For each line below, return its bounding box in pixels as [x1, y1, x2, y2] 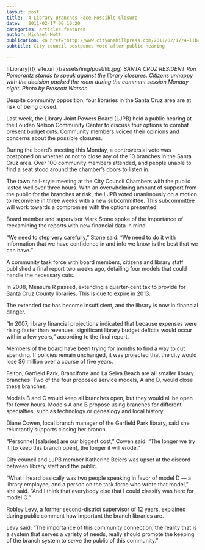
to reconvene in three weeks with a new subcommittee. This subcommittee [6, 197, 195, 204]
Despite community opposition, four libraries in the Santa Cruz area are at [6, 96, 192, 104]
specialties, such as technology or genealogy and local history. [6, 407, 165, 414]
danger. [6, 308, 26, 315]
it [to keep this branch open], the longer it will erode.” [6, 444, 140, 451]
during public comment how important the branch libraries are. [6, 512, 164, 519]
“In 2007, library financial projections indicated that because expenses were [6, 320, 197, 327]
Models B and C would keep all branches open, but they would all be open [6, 394, 193, 402]
